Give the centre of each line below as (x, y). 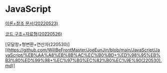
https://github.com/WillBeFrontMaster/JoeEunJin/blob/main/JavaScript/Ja (84, 50)
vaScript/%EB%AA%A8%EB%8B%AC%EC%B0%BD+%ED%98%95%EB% (83, 55)
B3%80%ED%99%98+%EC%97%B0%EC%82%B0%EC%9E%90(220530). (83, 60)
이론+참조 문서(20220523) (32, 23)
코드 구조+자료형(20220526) (34, 34)
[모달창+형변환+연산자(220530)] (37, 44)
